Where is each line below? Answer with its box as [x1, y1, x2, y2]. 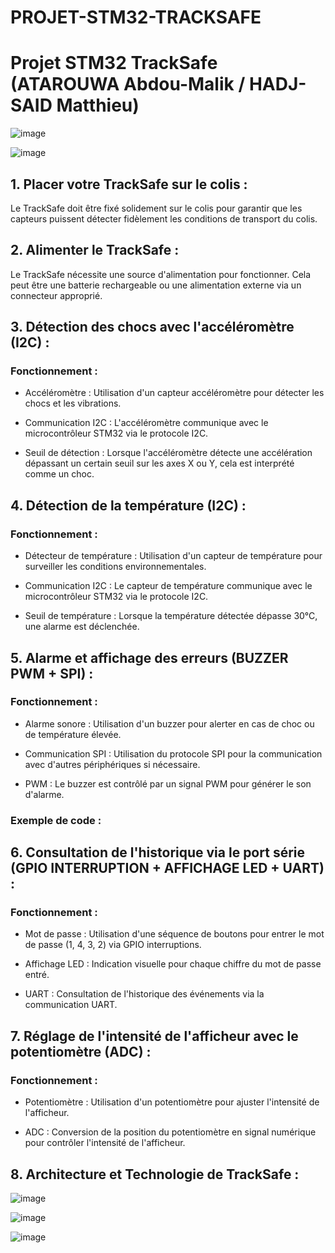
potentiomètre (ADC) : [10, 1043, 152, 1060]
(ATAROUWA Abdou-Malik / [10, 73, 246, 96]
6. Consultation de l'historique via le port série [10, 844, 305, 861]
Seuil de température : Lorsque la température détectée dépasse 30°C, [24, 610, 318, 622]
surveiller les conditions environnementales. [24, 561, 207, 573]
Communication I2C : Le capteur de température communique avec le [24, 580, 313, 592]
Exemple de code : [10, 813, 102, 827]
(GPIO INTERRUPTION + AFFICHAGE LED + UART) [10, 860, 325, 877]
